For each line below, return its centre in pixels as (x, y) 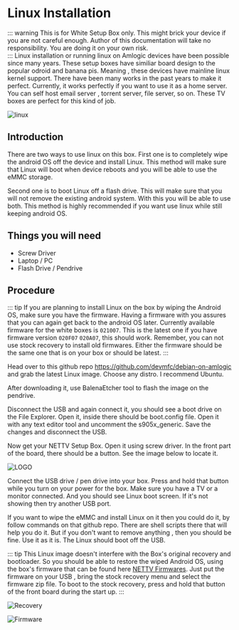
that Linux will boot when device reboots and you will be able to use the (112, 169)
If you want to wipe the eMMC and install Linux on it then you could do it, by (118, 518)
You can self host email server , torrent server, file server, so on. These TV (116, 93)
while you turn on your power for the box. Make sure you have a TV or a (113, 488)
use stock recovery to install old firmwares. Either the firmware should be (115, 345)
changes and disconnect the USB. (57, 432)
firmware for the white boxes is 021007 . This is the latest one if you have (112, 330)
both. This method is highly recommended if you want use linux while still (115, 206)
